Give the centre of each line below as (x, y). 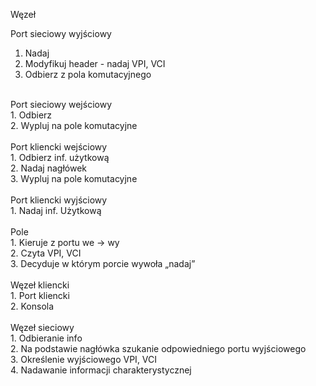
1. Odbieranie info (46, 338)
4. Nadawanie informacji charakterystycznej (101, 370)
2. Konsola (32, 306)
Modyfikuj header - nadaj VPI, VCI (95, 63)
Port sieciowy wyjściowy (61, 33)
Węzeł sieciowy (42, 327)
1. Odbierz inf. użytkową (60, 157)
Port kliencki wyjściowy (59, 200)
